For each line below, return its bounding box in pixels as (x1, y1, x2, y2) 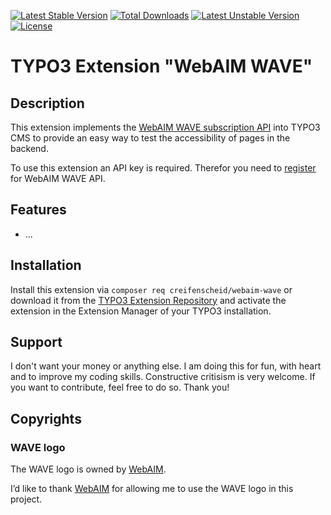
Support (10, 334, 63, 351)
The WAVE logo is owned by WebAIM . (10, 463, 167, 475)
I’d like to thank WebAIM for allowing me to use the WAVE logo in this (10, 483, 294, 495)
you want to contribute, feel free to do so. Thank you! (10, 381, 230, 394)
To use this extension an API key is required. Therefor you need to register (10, 162, 317, 174)
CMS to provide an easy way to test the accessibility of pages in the (10, 132, 291, 144)
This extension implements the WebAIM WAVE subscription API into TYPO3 (10, 121, 321, 133)
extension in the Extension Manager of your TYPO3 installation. (10, 305, 272, 317)
